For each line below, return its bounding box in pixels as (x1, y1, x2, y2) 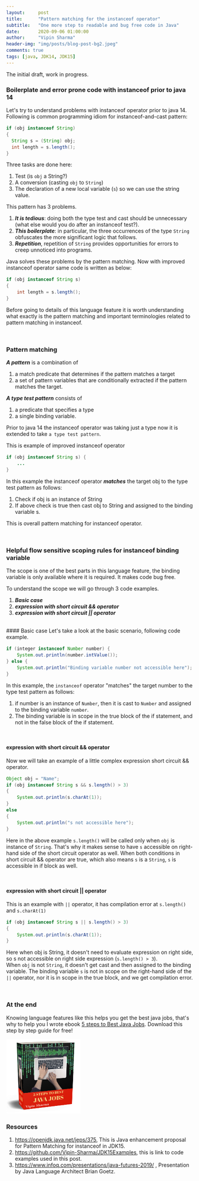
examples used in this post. (14, 1155, 82, 1162)
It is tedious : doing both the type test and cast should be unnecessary (14, 215, 187, 222)
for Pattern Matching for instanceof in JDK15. (14, 1142, 125, 1149)
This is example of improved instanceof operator (6, 442, 125, 450)
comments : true (6, 48, 44, 54)
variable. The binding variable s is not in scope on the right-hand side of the (6, 968, 192, 975)
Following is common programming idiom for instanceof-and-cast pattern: (6, 113, 188, 120)
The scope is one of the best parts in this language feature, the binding (6, 567, 180, 575)
